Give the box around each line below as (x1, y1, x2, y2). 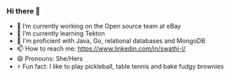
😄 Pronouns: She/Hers (16, 55, 83, 63)
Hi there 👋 (6, 6, 41, 16)
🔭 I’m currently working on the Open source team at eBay (16, 22, 182, 31)
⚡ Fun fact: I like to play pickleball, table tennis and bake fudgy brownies (16, 62, 224, 71)
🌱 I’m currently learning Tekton (16, 29, 105, 37)
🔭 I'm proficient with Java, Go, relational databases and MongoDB (16, 37, 206, 45)
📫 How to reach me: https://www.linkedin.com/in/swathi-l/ (16, 44, 186, 53)
